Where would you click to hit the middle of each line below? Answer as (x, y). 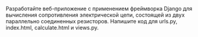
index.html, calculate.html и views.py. (52, 27)
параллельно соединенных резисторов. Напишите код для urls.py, (91, 21)
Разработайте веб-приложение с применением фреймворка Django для (99, 9)
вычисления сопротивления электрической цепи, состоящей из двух (95, 15)
